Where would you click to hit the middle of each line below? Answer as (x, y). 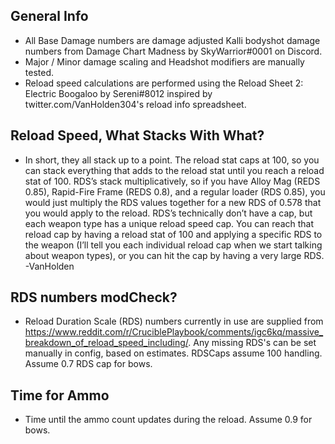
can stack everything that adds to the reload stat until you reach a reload (174, 170)
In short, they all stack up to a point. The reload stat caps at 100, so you (172, 160)
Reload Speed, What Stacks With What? (137, 135)
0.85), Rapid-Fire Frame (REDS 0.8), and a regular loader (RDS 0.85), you (175, 191)
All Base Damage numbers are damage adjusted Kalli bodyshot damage (172, 40)
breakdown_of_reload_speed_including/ (106, 343)
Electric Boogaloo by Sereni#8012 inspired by (118, 93)
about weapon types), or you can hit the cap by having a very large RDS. (174, 255)
